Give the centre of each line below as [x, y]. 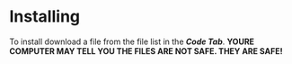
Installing [45, 17]
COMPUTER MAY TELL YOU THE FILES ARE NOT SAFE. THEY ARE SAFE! [146, 50]
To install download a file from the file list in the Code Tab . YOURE [132, 41]
